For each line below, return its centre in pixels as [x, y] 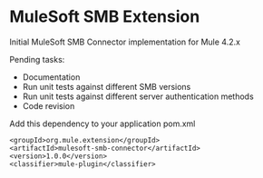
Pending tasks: [37, 59]
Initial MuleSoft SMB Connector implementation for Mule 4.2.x [125, 42]
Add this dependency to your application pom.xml [102, 124]
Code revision [49, 105]
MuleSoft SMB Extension [105, 17]
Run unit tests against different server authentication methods [138, 96]
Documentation [51, 77]
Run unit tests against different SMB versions [107, 86]
